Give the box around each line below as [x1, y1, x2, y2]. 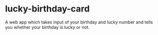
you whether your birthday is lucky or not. [5, 24, 90, 30]
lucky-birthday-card [5, 3, 90, 14]
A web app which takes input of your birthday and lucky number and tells [5, 19, 153, 25]
